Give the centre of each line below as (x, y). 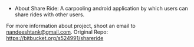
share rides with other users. (50, 15)
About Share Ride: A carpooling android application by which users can (101, 8)
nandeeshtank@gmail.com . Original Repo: (57, 32)
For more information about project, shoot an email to (71, 26)
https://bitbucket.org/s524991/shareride (55, 38)
